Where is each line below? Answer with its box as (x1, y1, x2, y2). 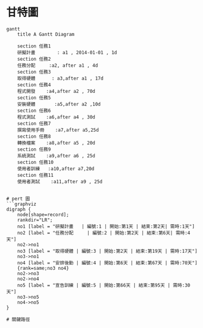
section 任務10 (17, 159, 54, 165)
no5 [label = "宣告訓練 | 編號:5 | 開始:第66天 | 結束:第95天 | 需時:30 (17, 282, 190, 289)
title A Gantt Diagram (17, 31, 75, 37)
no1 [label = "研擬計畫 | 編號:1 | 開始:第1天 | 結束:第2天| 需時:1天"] (17, 223, 195, 230)
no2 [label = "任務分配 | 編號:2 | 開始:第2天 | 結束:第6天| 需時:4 (17, 230, 190, 236)
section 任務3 (17, 69, 51, 75)
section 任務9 (17, 146, 51, 152)
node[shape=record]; (17, 211, 69, 217)
